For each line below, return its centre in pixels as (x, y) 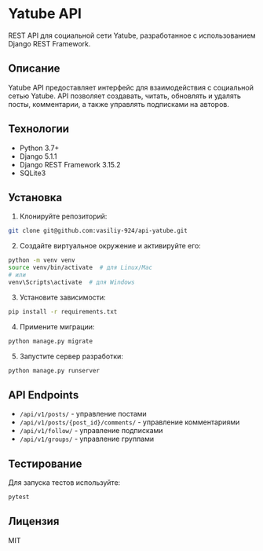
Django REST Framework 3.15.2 (70, 164)
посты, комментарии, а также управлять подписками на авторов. (119, 104)
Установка (35, 197)
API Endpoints (44, 395)
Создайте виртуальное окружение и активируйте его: (110, 246)
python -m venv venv (42, 260)
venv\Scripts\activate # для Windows (71, 282)
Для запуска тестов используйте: (64, 483)
